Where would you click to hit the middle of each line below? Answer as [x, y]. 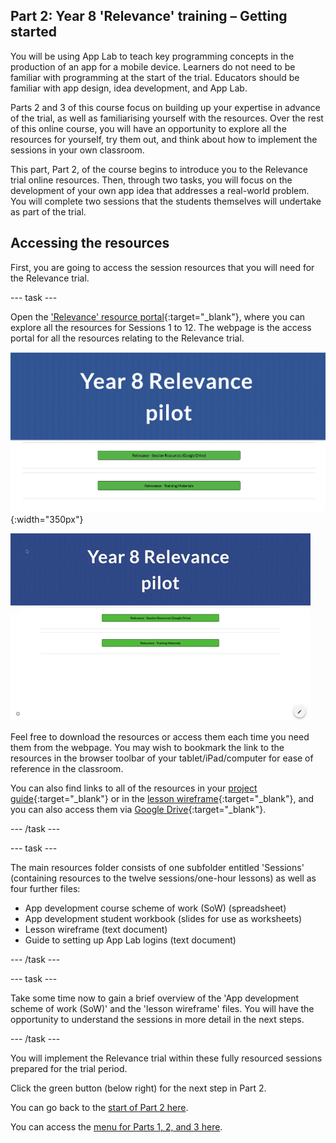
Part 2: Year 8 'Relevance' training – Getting [149, 16]
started [33, 32]
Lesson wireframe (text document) [96, 930]
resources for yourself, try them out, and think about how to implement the [164, 139]
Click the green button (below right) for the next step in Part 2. [138, 1088]
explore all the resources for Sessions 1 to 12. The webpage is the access [161, 327]
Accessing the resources [90, 243]
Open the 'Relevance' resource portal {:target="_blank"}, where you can [158, 316]
